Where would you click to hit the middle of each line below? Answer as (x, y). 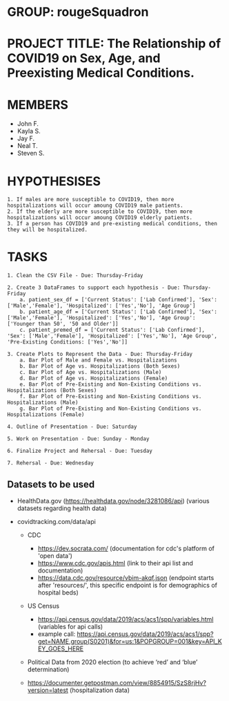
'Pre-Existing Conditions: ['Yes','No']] (68, 342)
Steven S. (31, 153)
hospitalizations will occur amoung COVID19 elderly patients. (100, 218)
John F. (28, 124)
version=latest (48, 690)
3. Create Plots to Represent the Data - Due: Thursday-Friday (100, 354)
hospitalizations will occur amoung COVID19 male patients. (96, 206)
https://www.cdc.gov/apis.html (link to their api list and (115, 563)
